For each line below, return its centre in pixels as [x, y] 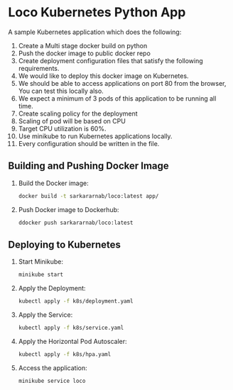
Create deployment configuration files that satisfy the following [110, 60]
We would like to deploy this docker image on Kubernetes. [103, 76]
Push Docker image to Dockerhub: [69, 209]
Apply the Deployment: [52, 289]
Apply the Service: [45, 315]
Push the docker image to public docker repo [85, 53]
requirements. [39, 68]
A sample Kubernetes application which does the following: [95, 32]
